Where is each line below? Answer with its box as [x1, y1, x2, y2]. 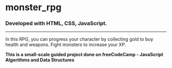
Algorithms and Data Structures [5, 57, 75, 63]
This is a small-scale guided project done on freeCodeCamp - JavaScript [5, 52, 164, 58]
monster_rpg [5, 2, 62, 13]
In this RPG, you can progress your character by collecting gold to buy [5, 36, 154, 42]
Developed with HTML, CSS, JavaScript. [5, 20, 107, 27]
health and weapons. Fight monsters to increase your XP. [5, 41, 126, 48]
